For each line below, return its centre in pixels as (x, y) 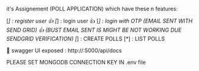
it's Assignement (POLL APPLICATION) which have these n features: (92, 9)
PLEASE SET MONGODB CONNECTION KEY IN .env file (76, 62)
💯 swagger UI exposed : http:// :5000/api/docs (64, 50)
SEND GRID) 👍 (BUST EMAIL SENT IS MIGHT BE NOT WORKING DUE (94, 30)
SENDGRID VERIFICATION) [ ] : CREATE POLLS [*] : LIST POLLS (85, 39)
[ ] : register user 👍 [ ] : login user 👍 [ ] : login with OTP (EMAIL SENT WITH (99, 21)
